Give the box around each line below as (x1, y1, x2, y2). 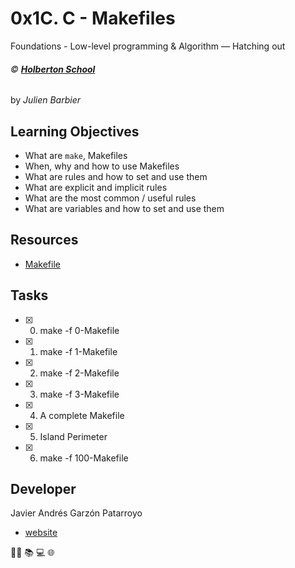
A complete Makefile (39, 409, 125, 421)
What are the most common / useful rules (24, 192, 197, 204)
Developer (10, 480, 77, 497)
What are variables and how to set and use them (24, 202, 225, 214)
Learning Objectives (10, 123, 140, 140)
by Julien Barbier (10, 94, 82, 106)
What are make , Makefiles (24, 149, 128, 161)
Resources (10, 232, 79, 249)
